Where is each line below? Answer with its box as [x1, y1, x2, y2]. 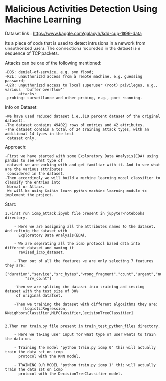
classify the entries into [5, 180, 61, 185]
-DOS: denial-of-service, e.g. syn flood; [5, 69, 94, 75]
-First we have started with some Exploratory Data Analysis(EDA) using [5, 153, 158, 159]
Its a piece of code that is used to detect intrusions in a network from [5, 40, 146, 46]
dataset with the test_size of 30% [5, 288, 79, 294]
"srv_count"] [25, 276, 52, 281]
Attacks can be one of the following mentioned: [5, 60, 102, 66]
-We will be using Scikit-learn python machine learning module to [5, 188, 147, 193]
